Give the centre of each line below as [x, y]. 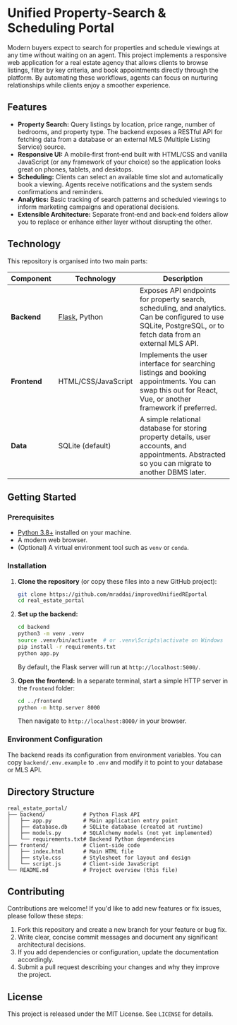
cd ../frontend [40, 701]
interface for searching [178, 364]
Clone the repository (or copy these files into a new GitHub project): [117, 581]
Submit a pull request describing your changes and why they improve [119, 967]
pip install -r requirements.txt [67, 647]
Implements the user [174, 354]
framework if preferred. [178, 407]
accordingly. [36, 960]
